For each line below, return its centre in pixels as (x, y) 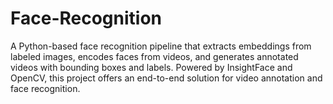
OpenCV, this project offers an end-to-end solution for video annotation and (166, 78)
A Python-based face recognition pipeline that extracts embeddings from (161, 46)
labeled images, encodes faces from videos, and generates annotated (154, 56)
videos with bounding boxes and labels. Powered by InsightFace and (151, 67)
